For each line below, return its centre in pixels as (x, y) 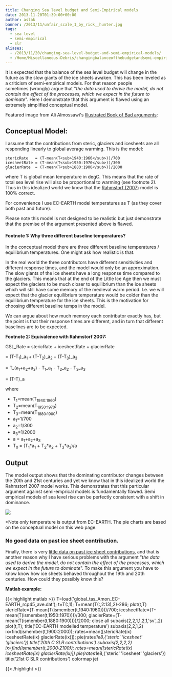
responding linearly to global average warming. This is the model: (74, 149)
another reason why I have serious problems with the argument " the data (82, 557)
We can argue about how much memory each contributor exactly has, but (83, 316)
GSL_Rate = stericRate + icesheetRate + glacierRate (60, 347)
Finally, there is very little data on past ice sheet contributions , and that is (82, 552)
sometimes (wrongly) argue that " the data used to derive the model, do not (84, 89)
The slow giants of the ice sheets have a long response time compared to (83, 273)
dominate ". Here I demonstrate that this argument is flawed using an (77, 99)
